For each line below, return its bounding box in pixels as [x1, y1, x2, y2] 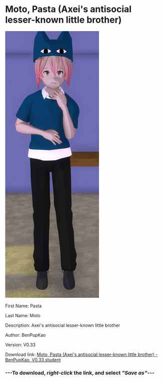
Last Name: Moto [5, 312, 41, 318]
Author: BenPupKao [5, 332, 46, 338]
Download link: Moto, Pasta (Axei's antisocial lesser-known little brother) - [5, 351, 158, 357]
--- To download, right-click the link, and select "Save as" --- [5, 369, 155, 376]
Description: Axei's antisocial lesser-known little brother [5, 322, 120, 328]
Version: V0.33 [5, 341, 36, 347]
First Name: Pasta [5, 303, 42, 309]
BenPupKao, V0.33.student [5, 356, 61, 362]
